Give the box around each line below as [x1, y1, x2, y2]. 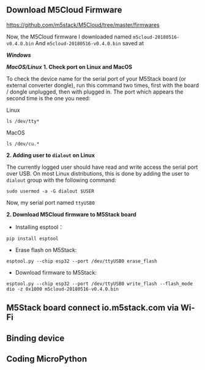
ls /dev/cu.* [6, 141, 40, 147]
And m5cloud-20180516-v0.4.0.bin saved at [35, 39, 144, 46]
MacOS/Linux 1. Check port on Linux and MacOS [6, 63, 133, 70]
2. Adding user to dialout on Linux [6, 151, 95, 158]
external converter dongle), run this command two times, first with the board [6, 81, 199, 89]
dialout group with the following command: [6, 176, 116, 183]
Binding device [6, 333, 65, 343]
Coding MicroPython [6, 353, 88, 364]
